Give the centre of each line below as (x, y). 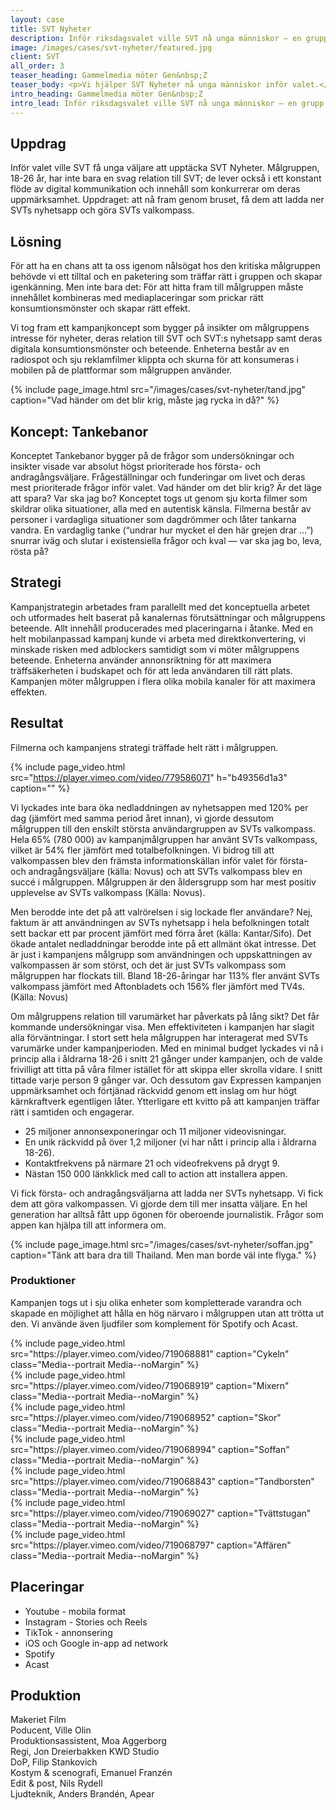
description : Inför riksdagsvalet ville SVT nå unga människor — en (156, 38)
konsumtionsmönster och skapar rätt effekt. (100, 308)
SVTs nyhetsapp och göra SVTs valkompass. (102, 210)
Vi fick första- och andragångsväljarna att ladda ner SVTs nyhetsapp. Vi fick (167, 1193)
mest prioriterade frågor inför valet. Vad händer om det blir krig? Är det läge (166, 487)
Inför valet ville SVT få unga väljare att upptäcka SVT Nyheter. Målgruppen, (165, 168)
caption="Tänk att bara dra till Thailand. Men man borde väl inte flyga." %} (163, 1255)
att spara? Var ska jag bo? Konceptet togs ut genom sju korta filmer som (159, 498)
